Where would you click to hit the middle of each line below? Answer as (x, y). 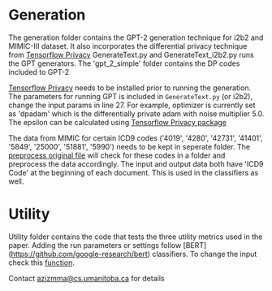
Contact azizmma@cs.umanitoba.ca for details (86, 278)
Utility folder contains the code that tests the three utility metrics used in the (136, 237)
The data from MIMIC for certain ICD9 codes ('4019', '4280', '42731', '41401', (136, 138)
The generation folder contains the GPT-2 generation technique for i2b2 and (136, 37)
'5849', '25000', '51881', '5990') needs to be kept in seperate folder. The (129, 146)
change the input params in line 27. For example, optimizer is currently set (132, 105)
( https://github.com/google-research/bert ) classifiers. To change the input (133, 254)
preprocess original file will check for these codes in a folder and (117, 155)
